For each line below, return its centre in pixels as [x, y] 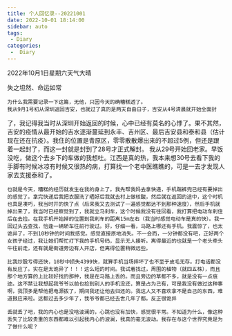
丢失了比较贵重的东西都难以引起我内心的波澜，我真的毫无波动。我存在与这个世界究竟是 [113, 319]
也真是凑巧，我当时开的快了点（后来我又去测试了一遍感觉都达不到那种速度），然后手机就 [114, 204]
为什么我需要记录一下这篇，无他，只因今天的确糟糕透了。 [77, 102]
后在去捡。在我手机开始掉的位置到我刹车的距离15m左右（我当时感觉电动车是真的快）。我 [113, 219]
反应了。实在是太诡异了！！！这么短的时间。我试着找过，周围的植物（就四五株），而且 [116, 269]
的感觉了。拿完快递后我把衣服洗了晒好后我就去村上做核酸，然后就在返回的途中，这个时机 [115, 197]
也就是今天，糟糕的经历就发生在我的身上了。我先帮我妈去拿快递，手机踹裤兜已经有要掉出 [115, 189]
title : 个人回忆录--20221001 [47, 14]
